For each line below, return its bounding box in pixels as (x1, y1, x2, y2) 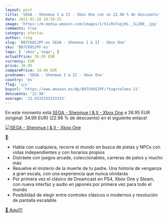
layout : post (5, 7, 33, 13)
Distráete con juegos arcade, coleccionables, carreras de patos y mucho (12, 155, 163, 161)
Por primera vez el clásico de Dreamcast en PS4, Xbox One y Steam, (12, 176, 154, 182)
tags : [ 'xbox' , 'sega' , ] (5, 49, 59, 54)
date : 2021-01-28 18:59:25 (5, 17, 62, 22)
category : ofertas (5, 31, 44, 36)
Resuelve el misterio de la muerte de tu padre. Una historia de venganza (12, 165, 162, 171)
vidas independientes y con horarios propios (12, 149, 105, 155)
